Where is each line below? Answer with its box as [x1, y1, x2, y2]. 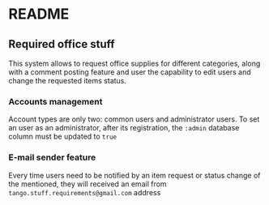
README [8, 5, 70, 23]
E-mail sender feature [8, 152, 96, 163]
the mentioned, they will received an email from [8, 179, 168, 189]
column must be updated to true [8, 131, 117, 142]
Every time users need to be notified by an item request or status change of [8, 170, 261, 180]
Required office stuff [8, 37, 115, 51]
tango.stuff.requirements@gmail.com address [8, 187, 161, 197]
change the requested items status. [8, 76, 127, 85]
